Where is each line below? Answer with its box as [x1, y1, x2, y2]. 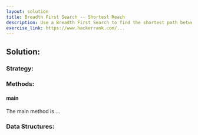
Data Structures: [6, 122, 55, 130]
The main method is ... [6, 107, 61, 114]
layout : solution [6, 8, 49, 15]
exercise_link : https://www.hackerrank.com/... [6, 25, 126, 31]
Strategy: [6, 64, 34, 72]
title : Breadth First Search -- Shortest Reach [6, 14, 126, 20]
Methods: [6, 80, 35, 88]
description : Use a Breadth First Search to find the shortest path [6, 19, 178, 25]
